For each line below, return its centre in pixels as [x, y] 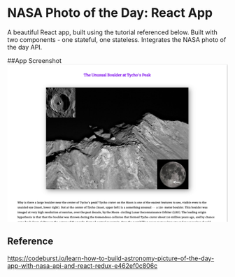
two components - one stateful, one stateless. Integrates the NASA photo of [117, 39]
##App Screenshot [34, 60]
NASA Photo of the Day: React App [110, 13]
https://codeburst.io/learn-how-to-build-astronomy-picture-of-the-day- [111, 258]
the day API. [25, 47]
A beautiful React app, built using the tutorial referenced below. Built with [113, 32]
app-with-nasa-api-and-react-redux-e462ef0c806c [83, 265]
